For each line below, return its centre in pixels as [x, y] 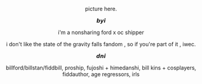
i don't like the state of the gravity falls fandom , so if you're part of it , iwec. [101, 44]
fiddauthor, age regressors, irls [101, 74]
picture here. [101, 9]
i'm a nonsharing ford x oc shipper [101, 32]
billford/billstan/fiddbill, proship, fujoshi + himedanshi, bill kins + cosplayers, [101, 68]
